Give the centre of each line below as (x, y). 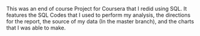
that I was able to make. (36, 28)
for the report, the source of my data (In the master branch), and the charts (100, 21)
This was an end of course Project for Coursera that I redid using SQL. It (97, 9)
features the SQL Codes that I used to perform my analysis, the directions (98, 15)
